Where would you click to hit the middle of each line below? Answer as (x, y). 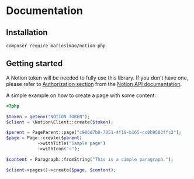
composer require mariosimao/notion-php (56, 46)
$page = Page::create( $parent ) (44, 138)
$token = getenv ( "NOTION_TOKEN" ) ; (48, 116)
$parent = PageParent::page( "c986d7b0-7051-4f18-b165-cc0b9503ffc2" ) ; (94, 133)
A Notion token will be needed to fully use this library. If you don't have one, (97, 78)
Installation (27, 32)
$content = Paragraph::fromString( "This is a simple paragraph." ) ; (90, 159)
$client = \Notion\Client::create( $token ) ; (60, 122)
